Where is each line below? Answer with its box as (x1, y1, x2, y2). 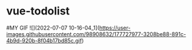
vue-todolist (6, 4, 70, 18)
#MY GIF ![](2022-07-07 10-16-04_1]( (6, 24, 100, 31)
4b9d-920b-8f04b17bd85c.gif (6, 37, 82, 44)
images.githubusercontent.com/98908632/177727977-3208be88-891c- (6, 30, 187, 37)
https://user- (99, 24, 131, 31)
